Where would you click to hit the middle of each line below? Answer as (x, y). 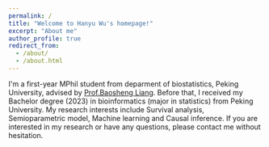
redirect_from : (34, 46)
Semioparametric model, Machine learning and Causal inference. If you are (133, 118)
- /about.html (39, 61)
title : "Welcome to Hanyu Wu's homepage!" (81, 23)
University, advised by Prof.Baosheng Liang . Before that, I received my (126, 92)
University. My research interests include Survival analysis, (106, 109)
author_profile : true (45, 38)
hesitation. (26, 135)
